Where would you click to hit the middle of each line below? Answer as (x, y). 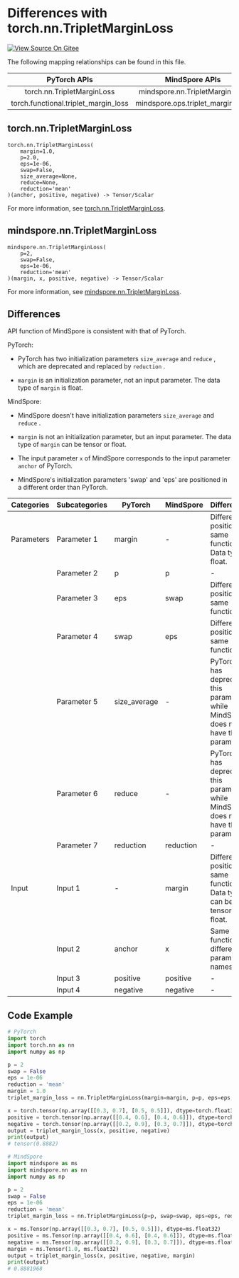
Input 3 (68, 978)
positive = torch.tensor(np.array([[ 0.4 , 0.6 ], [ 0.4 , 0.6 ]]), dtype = (113, 1117)
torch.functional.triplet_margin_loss (70, 103)
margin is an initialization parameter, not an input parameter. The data (119, 381)
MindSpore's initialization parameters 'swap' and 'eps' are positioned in (122, 480)
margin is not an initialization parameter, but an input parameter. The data (124, 437)
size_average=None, (49, 176)
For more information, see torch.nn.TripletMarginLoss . (86, 208)
